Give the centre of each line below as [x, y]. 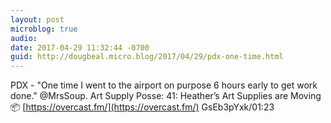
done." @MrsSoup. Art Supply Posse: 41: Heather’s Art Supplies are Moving [166, 96]
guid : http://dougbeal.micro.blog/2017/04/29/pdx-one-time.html [147, 57]
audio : [24, 38]
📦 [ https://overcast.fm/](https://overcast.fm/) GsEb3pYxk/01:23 [142, 107]
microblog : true [44, 29]
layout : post [37, 19]
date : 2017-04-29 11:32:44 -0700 [80, 47]
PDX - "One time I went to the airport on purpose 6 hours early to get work [164, 85]
